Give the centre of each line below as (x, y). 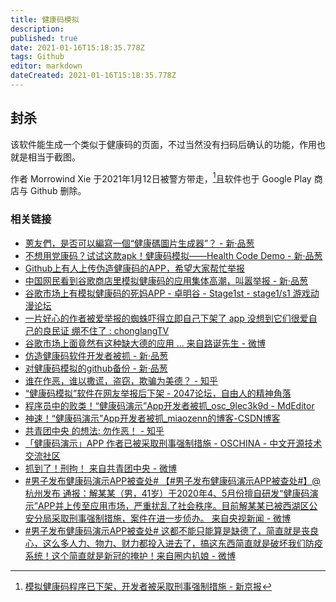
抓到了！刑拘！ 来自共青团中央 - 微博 (101, 468)
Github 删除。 (58, 191)
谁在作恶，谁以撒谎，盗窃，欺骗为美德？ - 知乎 (121, 380)
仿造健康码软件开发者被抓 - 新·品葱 (96, 355)
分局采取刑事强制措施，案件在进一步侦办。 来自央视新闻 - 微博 (162, 518)
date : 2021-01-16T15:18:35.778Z (77, 47)
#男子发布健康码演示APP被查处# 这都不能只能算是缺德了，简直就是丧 (167, 530)
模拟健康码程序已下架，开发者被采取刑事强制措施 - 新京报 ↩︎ (148, 586)
